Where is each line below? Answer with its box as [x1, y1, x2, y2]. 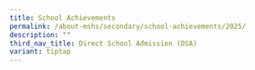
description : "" [9, 30, 71, 39]
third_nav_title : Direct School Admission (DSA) [9, 38, 198, 48]
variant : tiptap [9, 47, 71, 56]
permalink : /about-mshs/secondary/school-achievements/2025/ [9, 22, 247, 31]
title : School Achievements [9, 13, 117, 23]
